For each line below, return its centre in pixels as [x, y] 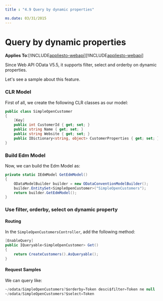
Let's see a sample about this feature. [43, 79]
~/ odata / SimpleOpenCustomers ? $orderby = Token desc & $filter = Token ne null [80, 289]
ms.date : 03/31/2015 [26, 18]
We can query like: [24, 280]
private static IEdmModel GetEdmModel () [47, 175]
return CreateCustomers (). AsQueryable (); [56, 255]
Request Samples [23, 270]
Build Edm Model [25, 155]
